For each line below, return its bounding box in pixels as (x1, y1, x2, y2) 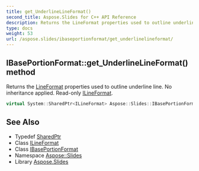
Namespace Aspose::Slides (14, 151, 82, 159)
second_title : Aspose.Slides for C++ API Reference (6, 14, 136, 20)
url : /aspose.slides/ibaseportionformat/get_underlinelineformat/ (6, 36, 174, 42)
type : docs (6, 25, 33, 31)
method (6, 67, 36, 78)
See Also (6, 117, 40, 127)
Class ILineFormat (14, 139, 59, 146)
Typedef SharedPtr (14, 133, 62, 140)
